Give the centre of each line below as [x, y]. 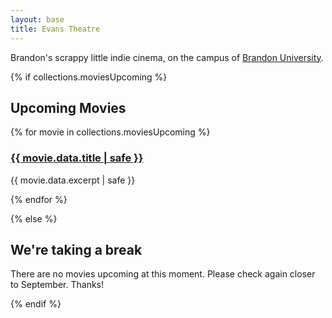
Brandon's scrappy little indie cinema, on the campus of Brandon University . [167, 57]
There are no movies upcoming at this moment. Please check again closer [163, 274]
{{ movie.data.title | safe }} [77, 158]
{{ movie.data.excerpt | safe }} [73, 180]
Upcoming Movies [68, 107]
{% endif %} [36, 304]
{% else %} [34, 218]
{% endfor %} [39, 199]
